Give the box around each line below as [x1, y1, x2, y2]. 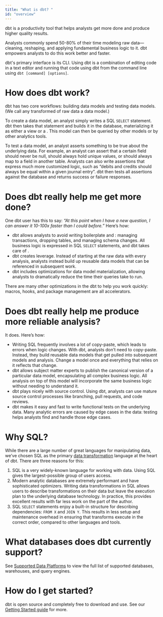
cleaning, [5, 45, 24, 51]
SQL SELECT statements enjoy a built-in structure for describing [12, 504, 138, 510]
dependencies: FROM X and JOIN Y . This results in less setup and [12, 509, 140, 515]
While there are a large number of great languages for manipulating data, [5, 447, 151, 453]
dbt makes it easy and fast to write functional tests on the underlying [12, 404, 150, 410]
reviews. [12, 399, 29, 404]
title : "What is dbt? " [5, 7, 54, 12]
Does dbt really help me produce [5, 306, 140, 317]
